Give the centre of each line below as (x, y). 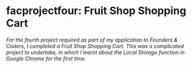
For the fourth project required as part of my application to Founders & (92, 40)
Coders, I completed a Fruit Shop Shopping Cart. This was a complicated (95, 46)
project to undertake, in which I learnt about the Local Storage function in (95, 52)
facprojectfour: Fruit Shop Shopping (96, 11)
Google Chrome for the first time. (46, 58)
